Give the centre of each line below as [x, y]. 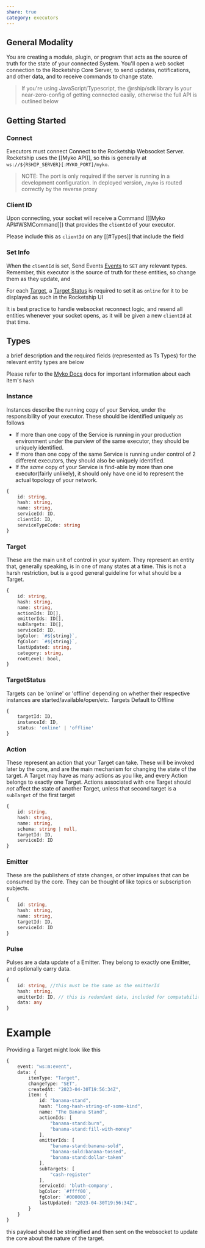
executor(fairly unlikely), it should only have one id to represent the [99, 473]
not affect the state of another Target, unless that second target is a [92, 789]
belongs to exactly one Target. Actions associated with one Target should [99, 782]
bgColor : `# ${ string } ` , [48, 636]
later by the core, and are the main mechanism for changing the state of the [101, 769]
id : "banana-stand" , [65, 1101]
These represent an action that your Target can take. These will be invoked [100, 763]
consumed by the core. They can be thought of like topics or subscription [99, 881]
